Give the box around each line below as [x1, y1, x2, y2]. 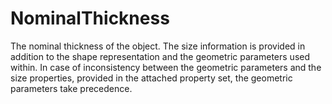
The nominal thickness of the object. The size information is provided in [10, 40, 306, 52]
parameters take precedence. [10, 82, 133, 94]
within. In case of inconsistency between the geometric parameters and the [10, 61, 322, 73]
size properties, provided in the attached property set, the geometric [10, 72, 293, 84]
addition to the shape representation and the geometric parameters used [10, 50, 311, 62]
